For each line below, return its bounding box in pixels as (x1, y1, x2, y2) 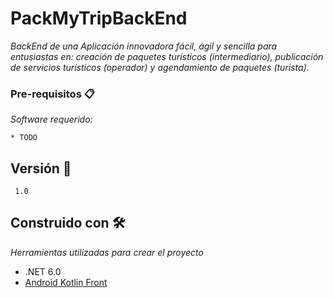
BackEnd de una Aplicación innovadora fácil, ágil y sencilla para (10, 40, 278, 52)
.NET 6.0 (24, 265, 62, 277)
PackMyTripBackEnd (10, 7, 188, 30)
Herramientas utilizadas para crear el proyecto (10, 246, 204, 258)
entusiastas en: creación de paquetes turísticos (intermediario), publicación (10, 50, 324, 62)
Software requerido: (10, 113, 93, 126)
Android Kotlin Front (24, 276, 108, 288)
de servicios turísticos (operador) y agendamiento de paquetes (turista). (10, 61, 310, 73)
